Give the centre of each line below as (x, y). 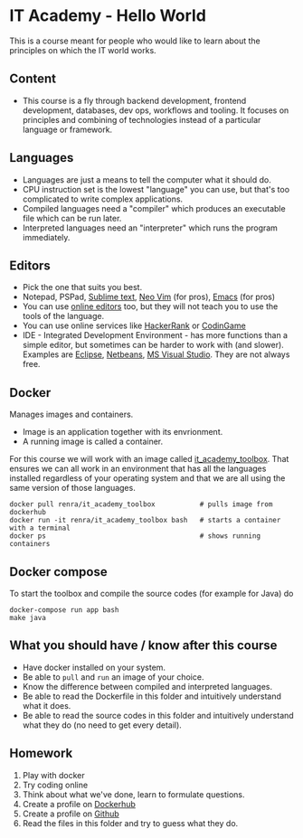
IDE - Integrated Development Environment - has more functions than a (155, 335)
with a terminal (40, 528)
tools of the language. (63, 316)
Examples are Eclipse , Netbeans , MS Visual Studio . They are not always (156, 354)
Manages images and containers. (71, 414)
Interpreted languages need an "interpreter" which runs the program (150, 228)
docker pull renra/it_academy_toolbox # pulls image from (141, 504)
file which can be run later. (72, 218)
